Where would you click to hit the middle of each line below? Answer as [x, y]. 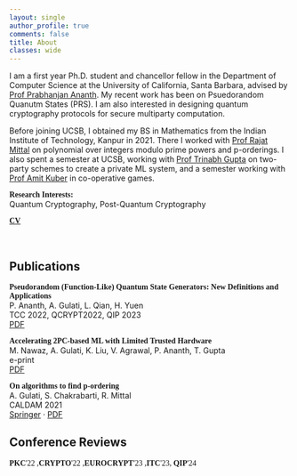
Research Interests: [41, 195]
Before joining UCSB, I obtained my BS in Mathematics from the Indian [138, 131]
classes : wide [36, 51]
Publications [45, 266]
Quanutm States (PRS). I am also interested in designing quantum [129, 104]
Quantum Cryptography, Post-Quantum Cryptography [108, 205]
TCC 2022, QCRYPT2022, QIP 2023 [75, 315]
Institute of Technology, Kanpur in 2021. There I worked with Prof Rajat [139, 141]
